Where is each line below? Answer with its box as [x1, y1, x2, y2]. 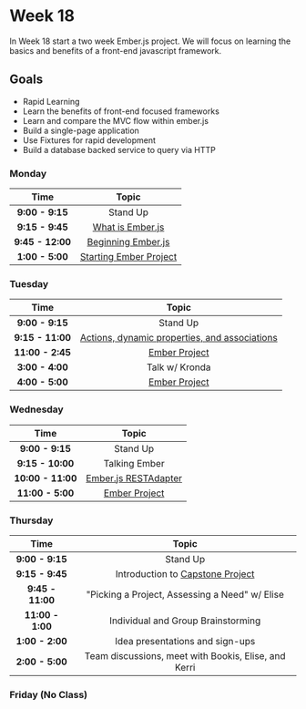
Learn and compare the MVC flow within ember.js [22, 115, 209, 126]
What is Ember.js [92, 221, 165, 233]
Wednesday [9, 403, 64, 416]
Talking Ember [103, 457, 166, 469]
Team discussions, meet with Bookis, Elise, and [84, 649, 286, 662]
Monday [9, 167, 47, 180]
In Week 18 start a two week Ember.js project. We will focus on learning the [9, 36, 291, 46]
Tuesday [9, 277, 49, 290]
